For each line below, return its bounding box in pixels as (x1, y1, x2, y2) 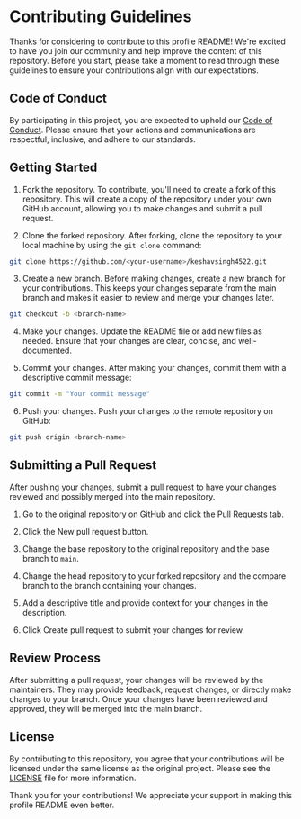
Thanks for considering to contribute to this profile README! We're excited (9, 36, 286, 47)
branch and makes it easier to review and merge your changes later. (22, 292, 275, 303)
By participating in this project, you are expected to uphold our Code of (9, 114, 273, 125)
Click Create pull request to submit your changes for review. (22, 624, 245, 635)
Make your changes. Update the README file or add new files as (22, 326, 262, 337)
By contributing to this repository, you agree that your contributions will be (9, 753, 285, 764)
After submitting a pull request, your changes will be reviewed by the (9, 674, 264, 685)
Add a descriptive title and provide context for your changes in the (22, 597, 269, 608)
